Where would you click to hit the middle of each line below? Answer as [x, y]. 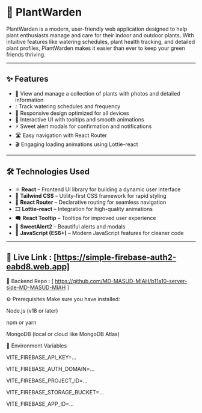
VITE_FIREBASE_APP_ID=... [40, 404]
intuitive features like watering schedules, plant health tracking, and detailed [101, 41]
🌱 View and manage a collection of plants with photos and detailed [97, 93]
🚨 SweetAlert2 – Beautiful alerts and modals [70, 226]
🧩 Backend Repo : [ [30, 281]
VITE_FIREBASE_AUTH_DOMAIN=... [50, 369]
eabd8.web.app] [38, 267]
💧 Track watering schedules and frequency [68, 106]
